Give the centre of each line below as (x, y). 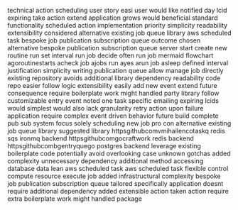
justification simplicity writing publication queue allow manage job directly (115, 71)
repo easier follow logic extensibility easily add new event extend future (113, 85)
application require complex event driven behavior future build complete (113, 116)
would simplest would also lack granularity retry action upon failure (106, 108)
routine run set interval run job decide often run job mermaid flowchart (110, 55)
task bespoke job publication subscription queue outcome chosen (104, 40)
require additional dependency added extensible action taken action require (118, 191)
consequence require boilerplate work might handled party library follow (113, 93)
